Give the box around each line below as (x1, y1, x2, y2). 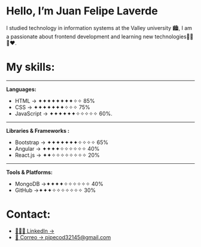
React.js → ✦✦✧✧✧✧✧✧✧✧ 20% (14, 151, 100, 158)
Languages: (6, 86, 37, 93)
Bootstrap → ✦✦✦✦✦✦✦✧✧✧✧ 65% (14, 139, 109, 146)
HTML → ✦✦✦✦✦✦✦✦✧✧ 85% (14, 97, 95, 104)
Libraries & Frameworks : (6, 127, 70, 134)
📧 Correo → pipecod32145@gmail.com (14, 233, 111, 240)
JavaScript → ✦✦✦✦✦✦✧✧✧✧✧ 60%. (14, 109, 112, 117)
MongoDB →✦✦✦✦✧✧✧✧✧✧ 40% (14, 180, 103, 187)
